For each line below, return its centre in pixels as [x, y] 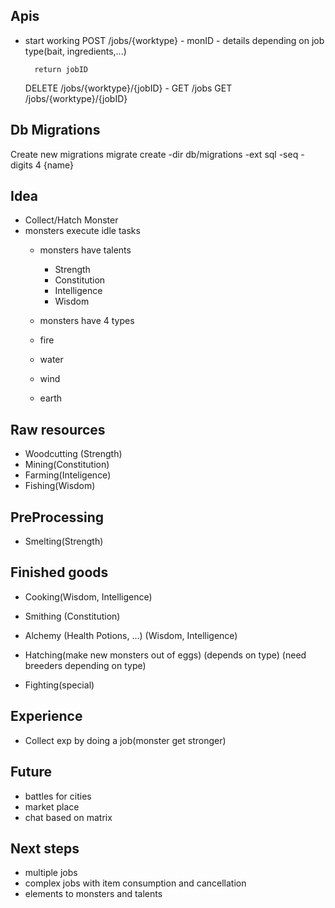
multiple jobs [51, 873]
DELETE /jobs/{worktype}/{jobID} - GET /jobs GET [128, 88]
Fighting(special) [59, 685]
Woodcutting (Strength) [73, 454]
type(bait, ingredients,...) [75, 51]
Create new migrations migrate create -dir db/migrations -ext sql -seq [154, 154]
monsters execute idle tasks [82, 231]
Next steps [45, 848]
